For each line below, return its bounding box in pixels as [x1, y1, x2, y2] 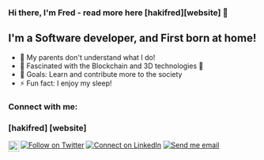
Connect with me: [8, 101, 78, 112]
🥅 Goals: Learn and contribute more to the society [19, 69, 183, 78]
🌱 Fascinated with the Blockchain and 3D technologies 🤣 [19, 61, 204, 70]
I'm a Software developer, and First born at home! [8, 32, 257, 45]
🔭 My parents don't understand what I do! [19, 52, 156, 62]
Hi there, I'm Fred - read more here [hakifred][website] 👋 [8, 7, 228, 18]
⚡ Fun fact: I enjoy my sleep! [19, 78, 112, 88]
